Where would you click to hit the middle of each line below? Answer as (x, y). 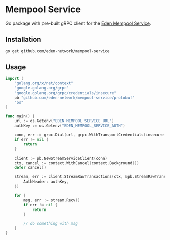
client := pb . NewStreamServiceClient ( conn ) (61, 158)
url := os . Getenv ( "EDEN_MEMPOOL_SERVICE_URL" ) (64, 121)
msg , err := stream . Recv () (52, 200)
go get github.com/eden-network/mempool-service (57, 51)
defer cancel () (30, 168)
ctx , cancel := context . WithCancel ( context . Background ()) (77, 163)
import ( (14, 79)
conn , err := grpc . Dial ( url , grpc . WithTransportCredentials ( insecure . (90, 135)
